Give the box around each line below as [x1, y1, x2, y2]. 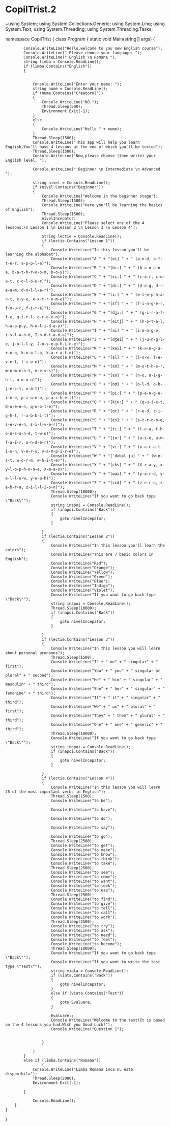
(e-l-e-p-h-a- [135, 292, 165, 297]
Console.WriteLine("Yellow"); [50, 570, 115, 575]
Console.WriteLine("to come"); [50, 874, 117, 879]
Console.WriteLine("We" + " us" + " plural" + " [50, 704, 156, 709]
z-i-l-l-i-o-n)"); [25, 485, 65, 490]
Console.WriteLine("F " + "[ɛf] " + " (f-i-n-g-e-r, [50, 301, 165, 306]
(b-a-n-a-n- [137, 265, 163, 270]
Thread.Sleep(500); [41, 104, 83, 109]
